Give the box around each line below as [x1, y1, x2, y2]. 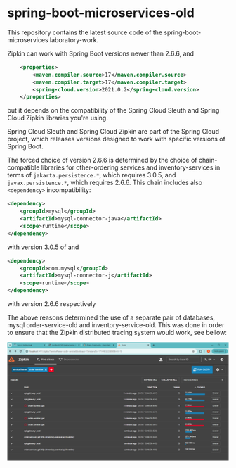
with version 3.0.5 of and [7, 243, 79, 251]
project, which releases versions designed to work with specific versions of [7, 135, 226, 144]
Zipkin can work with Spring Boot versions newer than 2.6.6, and [7, 49, 195, 58]
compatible [7, 163, 40, 172]
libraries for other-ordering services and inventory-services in [41, 163, 221, 172]
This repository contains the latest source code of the [7, 28, 163, 37]
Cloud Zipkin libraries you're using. [7, 114, 109, 122]
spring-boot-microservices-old [7, 5, 195, 21]
